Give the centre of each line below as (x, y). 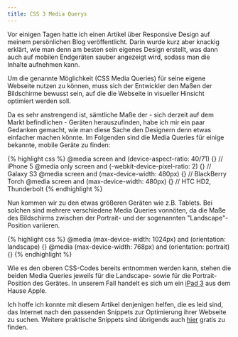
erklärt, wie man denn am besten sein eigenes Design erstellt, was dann (113, 49)
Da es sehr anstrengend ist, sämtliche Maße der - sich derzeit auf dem (111, 114)
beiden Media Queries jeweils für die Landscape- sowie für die (99, 275)
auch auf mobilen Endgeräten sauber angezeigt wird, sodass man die (109, 57)
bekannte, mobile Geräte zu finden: (59, 145)
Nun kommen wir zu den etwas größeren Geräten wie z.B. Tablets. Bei (110, 203)
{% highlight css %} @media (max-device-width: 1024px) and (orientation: (117, 239)
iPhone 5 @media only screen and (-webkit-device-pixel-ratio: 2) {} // (109, 166)
